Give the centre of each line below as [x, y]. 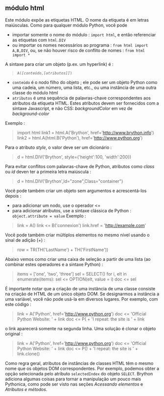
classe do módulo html [35, 92]
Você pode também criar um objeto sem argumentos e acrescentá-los [76, 191]
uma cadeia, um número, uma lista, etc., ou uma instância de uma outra [84, 87]
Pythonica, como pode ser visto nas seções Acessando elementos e [74, 384]
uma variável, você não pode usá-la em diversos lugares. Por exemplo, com [82, 299]
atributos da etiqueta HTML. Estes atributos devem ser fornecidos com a [85, 103]
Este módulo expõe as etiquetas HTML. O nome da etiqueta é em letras [77, 20]
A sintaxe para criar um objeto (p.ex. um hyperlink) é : [59, 64]
